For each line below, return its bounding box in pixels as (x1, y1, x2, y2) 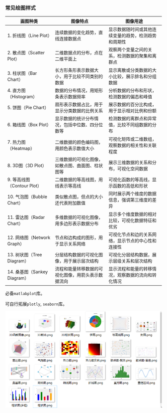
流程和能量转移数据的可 (55, 266, 103, 272)
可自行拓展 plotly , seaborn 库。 (5, 301, 68, 307)
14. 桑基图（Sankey (7, 269, 48, 275)
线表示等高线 (55, 183, 82, 189)
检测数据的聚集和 (117, 53, 153, 59)
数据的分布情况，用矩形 (55, 87, 103, 93)
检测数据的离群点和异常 (108, 116, 157, 122)
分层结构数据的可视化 (55, 252, 99, 258)
